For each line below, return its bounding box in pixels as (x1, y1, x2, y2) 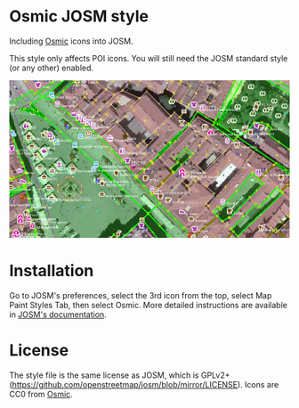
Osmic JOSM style (9, 6, 149, 27)
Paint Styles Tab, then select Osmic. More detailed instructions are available (9, 300, 287, 311)
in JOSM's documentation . (9, 309, 107, 320)
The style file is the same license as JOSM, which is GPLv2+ (9, 370, 230, 380)
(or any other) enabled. (9, 62, 94, 73)
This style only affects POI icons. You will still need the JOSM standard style (9, 53, 288, 63)
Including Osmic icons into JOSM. (9, 36, 133, 46)
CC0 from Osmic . (9, 389, 73, 400)
